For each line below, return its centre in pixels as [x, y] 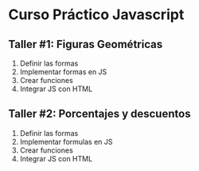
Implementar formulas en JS [66, 141]
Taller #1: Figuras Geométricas [86, 44]
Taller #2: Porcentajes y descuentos [99, 114]
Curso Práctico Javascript [96, 15]
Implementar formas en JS [63, 72]
